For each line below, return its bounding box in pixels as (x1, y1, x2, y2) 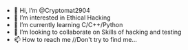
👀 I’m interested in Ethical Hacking (13, 14, 111, 22)
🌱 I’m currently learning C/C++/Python (13, 21, 123, 28)
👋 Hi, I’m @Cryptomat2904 (13, 7, 91, 14)
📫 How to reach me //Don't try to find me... (13, 36, 138, 43)
